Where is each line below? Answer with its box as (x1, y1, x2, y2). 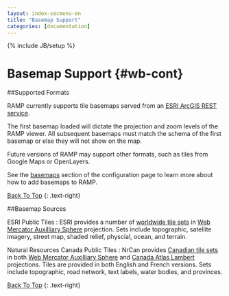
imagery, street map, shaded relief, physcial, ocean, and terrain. (7, 233, 187, 241)
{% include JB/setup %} (7, 42, 75, 50)
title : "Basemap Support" (7, 16, 81, 23)
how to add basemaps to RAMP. (7, 178, 98, 186)
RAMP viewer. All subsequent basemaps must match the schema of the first (7, 130, 221, 138)
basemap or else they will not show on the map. (7, 137, 143, 145)
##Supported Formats (7, 89, 70, 97)
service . (7, 109, 30, 117)
